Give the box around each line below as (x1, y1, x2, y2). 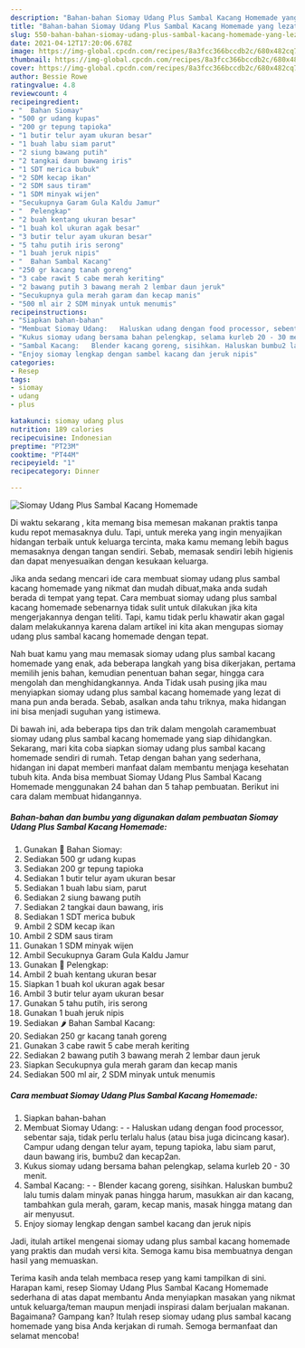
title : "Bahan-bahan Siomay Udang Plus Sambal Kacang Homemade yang (10, 22, 274, 31)
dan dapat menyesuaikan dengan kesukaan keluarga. (10, 555, 209, 566)
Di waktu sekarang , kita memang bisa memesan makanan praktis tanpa (10, 517, 279, 527)
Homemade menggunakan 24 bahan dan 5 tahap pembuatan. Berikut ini (10, 782, 280, 792)
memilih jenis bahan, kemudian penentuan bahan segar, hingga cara (10, 668, 265, 679)
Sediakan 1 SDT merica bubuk (23, 911, 136, 922)
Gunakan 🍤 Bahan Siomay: (23, 843, 123, 855)
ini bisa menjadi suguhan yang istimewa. (10, 707, 161, 717)
